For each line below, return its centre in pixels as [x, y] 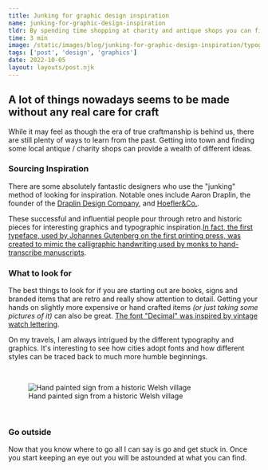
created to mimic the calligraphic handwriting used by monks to [113, 244]
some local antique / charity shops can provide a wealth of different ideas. [130, 148]
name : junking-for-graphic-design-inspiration [87, 23]
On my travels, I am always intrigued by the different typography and [121, 340]
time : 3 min [28, 38]
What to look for [40, 273]
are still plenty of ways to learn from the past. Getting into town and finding [132, 139]
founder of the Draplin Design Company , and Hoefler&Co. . [104, 203]
